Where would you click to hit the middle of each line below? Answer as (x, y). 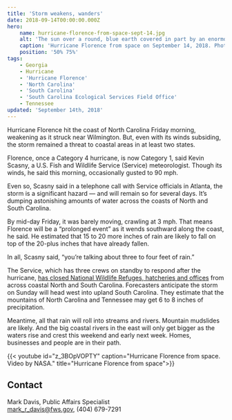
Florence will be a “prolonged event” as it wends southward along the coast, (116, 228)
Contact (25, 385)
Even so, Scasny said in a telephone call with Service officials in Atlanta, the (115, 186)
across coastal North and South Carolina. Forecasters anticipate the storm (113, 285)
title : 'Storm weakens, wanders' (55, 13)
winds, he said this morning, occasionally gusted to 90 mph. (93, 172)
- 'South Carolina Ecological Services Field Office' (98, 98)
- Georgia (34, 65)
